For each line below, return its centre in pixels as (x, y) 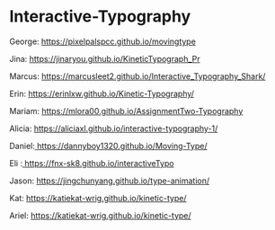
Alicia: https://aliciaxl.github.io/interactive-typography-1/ (114, 128)
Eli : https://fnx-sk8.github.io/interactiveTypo (92, 163)
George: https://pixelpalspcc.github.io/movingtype (102, 41)
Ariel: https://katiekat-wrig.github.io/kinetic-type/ (100, 215)
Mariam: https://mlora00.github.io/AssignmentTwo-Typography (126, 111)
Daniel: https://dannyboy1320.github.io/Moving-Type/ (108, 146)
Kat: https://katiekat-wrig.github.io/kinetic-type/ (98, 198)
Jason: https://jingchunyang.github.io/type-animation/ (109, 181)
